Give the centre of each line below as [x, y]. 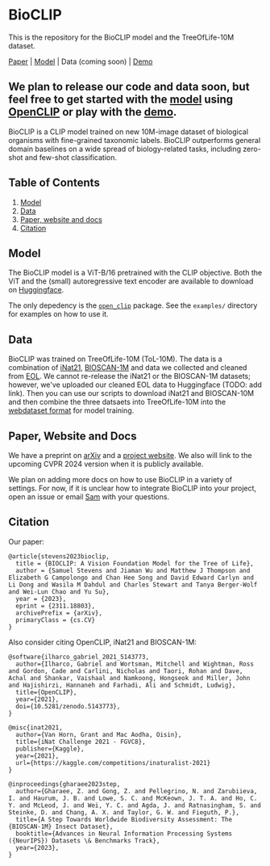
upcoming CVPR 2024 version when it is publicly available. [106, 464]
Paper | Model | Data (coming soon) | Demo [81, 61]
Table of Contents [54, 183]
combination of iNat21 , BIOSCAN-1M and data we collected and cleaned [128, 368]
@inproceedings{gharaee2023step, [64, 784]
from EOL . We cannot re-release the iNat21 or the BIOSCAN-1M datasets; [130, 376]
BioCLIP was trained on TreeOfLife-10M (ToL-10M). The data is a [116, 359]
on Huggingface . [36, 290]
